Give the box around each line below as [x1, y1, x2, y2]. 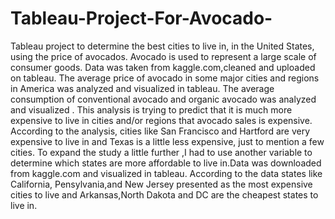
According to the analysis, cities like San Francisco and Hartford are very [10, 125, 311, 137]
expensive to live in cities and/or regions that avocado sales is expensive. [10, 114, 313, 126]
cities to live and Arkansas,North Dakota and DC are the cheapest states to [10, 188, 319, 201]
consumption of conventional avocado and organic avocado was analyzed [10, 93, 317, 105]
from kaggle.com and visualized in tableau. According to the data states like [10, 167, 323, 179]
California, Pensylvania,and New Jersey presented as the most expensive [10, 178, 313, 190]
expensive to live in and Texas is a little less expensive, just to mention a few [10, 135, 325, 147]
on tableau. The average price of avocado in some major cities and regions [10, 72, 320, 84]
